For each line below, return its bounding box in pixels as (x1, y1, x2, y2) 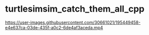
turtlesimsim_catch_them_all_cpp (5, 3, 145, 15)
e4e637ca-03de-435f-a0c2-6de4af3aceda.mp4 (5, 24, 104, 30)
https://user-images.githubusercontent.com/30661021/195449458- (5, 19, 141, 25)
